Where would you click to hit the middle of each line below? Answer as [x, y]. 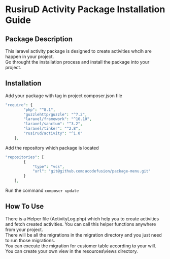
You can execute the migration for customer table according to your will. [81, 246]
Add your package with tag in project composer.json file [64, 96]
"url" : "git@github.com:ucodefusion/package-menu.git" [92, 171]
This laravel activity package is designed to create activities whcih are [79, 51]
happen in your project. [30, 56]
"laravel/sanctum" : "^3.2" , [53, 124]
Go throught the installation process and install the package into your [77, 62]
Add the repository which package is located [52, 148]
